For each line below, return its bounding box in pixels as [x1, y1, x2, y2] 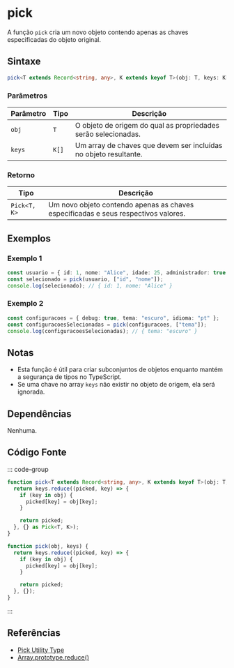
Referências [7, 627, 61, 639]
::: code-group [7, 465, 49, 473]
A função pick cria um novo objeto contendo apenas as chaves [7, 28, 189, 36]
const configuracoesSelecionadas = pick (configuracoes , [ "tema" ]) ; [7, 321, 208, 328]
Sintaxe [7, 56, 41, 68]
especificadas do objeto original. [7, 35, 101, 43]
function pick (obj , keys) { [7, 542, 89, 549]
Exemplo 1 [7, 253, 42, 263]
